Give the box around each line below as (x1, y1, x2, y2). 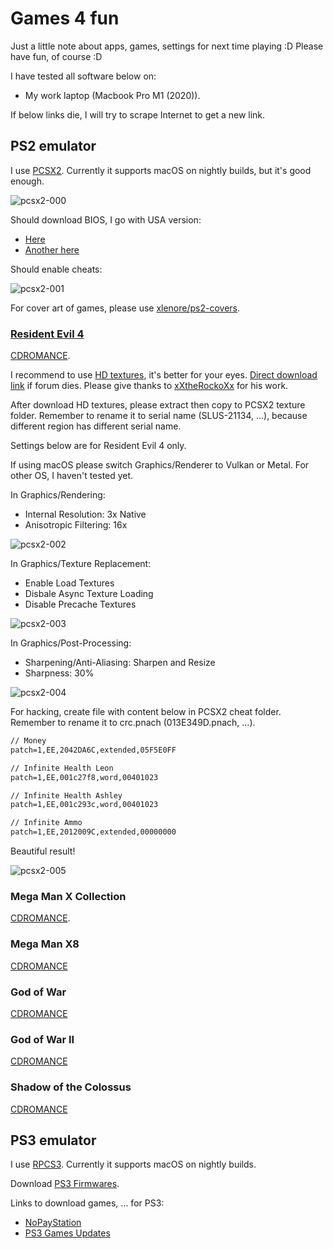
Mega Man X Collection (10, 889, 127, 903)
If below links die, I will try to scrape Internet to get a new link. (10, 108, 266, 121)
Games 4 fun (10, 7, 120, 30)
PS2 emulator (10, 138, 97, 155)
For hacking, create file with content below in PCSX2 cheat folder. (10, 706, 282, 718)
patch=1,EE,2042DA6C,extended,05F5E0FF (10, 745, 177, 755)
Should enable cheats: (10, 263, 103, 275)
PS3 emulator (10, 1132, 97, 1149)
